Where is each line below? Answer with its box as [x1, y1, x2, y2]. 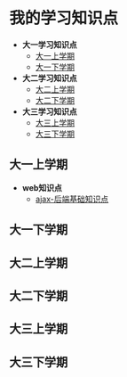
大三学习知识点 [21, 106, 77, 117]
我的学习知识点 [9, 8, 119, 29]
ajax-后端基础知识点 [35, 193, 109, 204]
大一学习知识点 [21, 39, 77, 50]
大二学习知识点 [21, 72, 77, 83]
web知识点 [21, 182, 62, 193]
